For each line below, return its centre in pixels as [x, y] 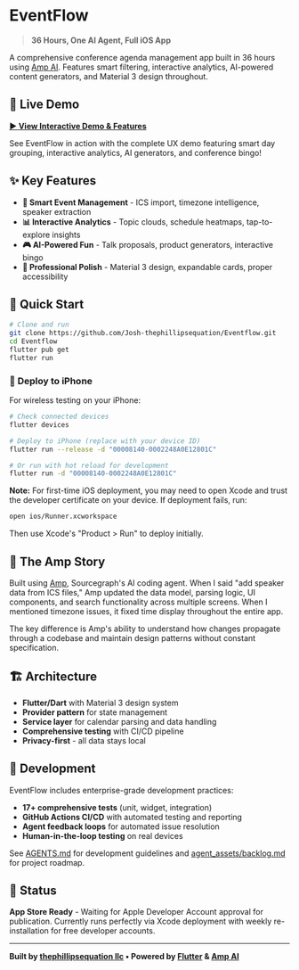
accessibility [45, 276]
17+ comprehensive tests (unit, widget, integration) [117, 807]
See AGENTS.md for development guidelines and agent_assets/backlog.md [148, 853]
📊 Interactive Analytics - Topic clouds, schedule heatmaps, [133, 222]
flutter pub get [39, 349]
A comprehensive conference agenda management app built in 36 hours [142, 57]
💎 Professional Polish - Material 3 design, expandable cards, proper [147, 267]
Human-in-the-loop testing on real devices [103, 835]
